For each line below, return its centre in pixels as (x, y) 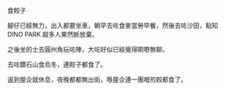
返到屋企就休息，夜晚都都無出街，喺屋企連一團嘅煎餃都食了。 (97, 79)
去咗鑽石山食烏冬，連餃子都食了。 (57, 64)
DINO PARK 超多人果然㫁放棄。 (53, 34)
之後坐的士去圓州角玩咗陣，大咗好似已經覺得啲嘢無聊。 (88, 49)
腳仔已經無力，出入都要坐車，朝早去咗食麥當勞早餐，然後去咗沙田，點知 (112, 26)
